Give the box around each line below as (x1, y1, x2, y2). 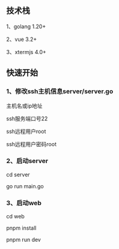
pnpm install (6, 224, 37, 232)
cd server (6, 171, 30, 178)
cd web (6, 213, 25, 220)
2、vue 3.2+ (6, 35, 37, 43)
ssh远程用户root (6, 128, 46, 135)
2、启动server (6, 157, 49, 165)
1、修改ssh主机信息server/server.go (6, 87, 114, 96)
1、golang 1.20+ (6, 23, 46, 30)
